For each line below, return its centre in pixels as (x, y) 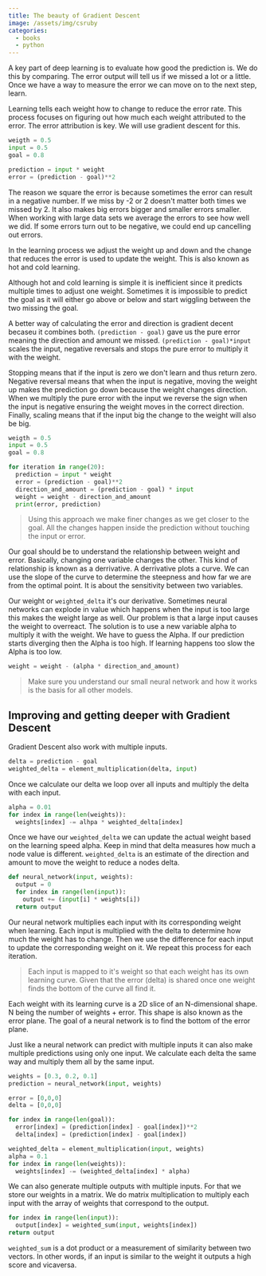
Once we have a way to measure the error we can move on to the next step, (133, 85)
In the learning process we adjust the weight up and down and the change (130, 250)
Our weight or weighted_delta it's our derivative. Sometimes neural (118, 601)
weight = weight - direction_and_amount (83, 497)
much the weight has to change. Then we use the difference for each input (131, 939)
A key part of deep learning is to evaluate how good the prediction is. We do (133, 68)
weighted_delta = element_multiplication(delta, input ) (103, 769)
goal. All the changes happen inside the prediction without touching (139, 528)
